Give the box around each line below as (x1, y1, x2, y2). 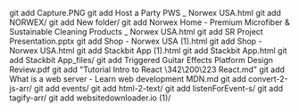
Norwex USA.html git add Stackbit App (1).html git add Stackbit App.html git (9, 45, 287, 56)
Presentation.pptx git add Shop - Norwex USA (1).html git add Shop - (9, 36, 262, 46)
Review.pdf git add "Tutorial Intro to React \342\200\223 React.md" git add (9, 64, 286, 75)
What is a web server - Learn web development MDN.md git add (9, 74, 247, 84)
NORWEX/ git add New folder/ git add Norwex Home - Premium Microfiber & (9, 17, 290, 28)
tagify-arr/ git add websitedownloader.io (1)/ (9, 92, 171, 103)
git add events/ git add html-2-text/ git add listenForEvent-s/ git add (34, 84, 284, 93)
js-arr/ (9, 84, 33, 93)
